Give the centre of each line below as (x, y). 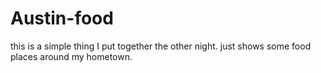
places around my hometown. (71, 56)
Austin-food (62, 18)
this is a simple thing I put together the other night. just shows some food (161, 46)
